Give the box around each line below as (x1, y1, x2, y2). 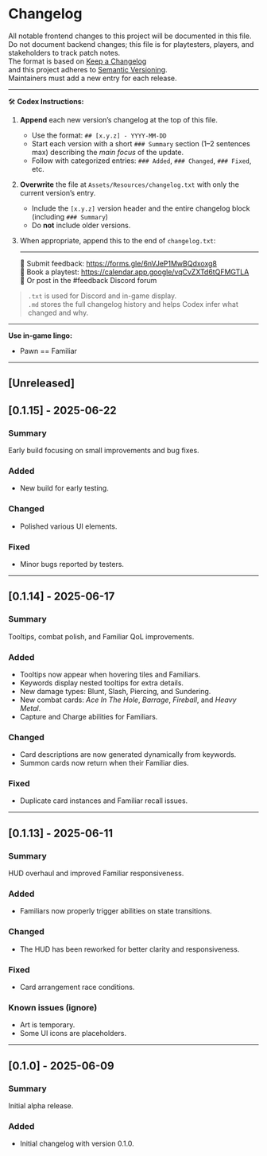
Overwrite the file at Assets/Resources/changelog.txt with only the (19, 180, 240, 189)
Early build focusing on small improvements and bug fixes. (8, 446, 200, 456)
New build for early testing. (19, 483, 109, 493)
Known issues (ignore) (8, 1002, 98, 1013)
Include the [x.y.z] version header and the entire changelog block (31, 204, 250, 213)
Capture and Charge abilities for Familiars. (19, 712, 158, 721)
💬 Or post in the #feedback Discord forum (19, 275, 157, 285)
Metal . (19, 703, 41, 712)
